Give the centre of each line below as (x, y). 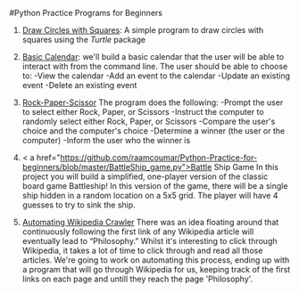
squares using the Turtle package (83, 40)
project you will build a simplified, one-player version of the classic (145, 176)
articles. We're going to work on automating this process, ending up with (156, 260)
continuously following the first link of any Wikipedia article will (138, 232)
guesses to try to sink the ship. (79, 205)
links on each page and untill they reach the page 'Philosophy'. (137, 279)
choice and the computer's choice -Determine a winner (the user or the (154, 131)
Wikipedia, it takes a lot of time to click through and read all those (142, 250)
